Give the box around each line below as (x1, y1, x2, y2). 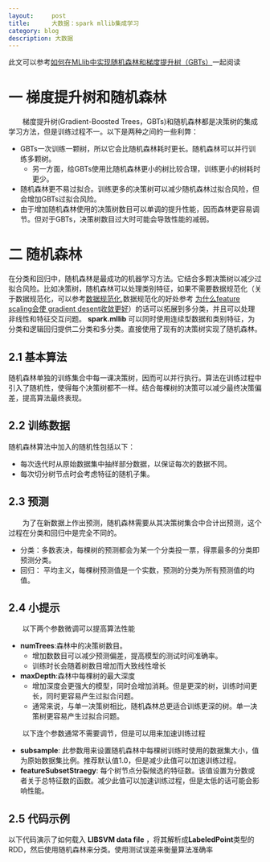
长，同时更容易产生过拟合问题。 (31, 691, 138, 701)
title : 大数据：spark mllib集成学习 (8, 19, 139, 27)
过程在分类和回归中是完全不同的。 (8, 528, 121, 537)
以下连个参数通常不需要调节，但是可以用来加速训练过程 (22, 728, 206, 738)
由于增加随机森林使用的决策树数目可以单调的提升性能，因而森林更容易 (19, 205, 253, 214)
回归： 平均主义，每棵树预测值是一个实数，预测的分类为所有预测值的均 (19, 565, 255, 574)
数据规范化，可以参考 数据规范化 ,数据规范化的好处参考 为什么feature (14, 294, 240, 304)
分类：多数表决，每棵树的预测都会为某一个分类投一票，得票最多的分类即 (19, 545, 260, 554)
